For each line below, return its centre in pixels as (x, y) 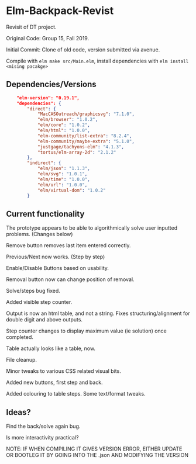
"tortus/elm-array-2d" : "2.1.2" (77, 152)
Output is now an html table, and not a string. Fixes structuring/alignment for (98, 313)
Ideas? (18, 412)
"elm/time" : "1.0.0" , (64, 179)
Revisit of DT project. (31, 27)
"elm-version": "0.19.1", (48, 98)
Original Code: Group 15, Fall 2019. (48, 38)
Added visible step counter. (39, 302)
